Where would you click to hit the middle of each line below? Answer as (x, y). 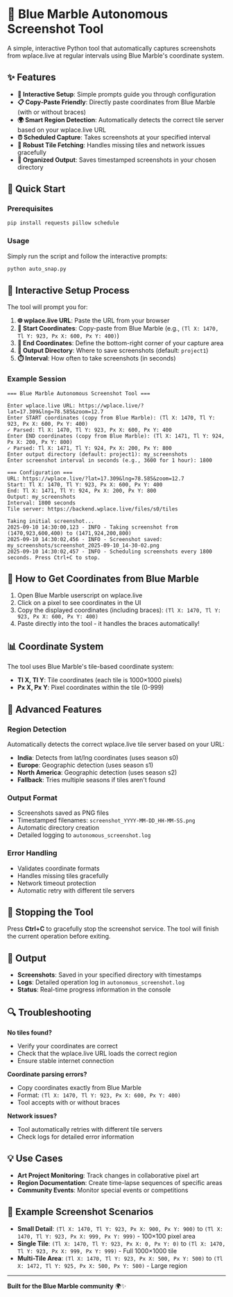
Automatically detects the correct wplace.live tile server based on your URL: (116, 744)
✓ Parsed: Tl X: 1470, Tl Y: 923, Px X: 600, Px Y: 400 (89, 430)
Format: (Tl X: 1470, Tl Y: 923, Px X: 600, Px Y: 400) (99, 1095)
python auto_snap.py (37, 269)
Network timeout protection (57, 883)
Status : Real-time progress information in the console (94, 990)
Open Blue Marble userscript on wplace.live (80, 595)
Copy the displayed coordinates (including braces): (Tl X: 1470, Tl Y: (119, 610)
